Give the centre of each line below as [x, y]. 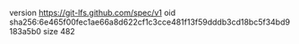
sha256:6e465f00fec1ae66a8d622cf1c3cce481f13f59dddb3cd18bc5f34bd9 [150, 22]
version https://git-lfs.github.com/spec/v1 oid [93, 13]
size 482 [60, 31]
